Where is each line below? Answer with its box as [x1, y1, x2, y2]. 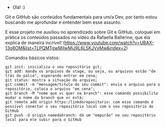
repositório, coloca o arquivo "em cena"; [5, 86, 95, 91]
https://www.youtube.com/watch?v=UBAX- [64, 40, 154, 46]
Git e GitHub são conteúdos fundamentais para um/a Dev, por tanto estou [5, 14, 157, 20]
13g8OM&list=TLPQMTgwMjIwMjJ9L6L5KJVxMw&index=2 [5, 45, 126, 51]
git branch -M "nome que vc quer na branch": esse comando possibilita [5, 91, 158, 96]
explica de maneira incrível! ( [5, 40, 65, 46]
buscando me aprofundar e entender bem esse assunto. [5, 20, 122, 25]
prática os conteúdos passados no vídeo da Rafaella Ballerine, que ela [5, 35, 150, 40]
